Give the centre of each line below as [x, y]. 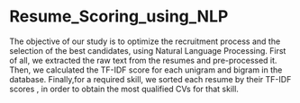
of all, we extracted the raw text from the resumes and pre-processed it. [143, 60]
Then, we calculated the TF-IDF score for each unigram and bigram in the [146, 70]
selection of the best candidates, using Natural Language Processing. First [148, 50]
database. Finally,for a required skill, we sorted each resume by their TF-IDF [150, 79]
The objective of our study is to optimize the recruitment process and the [145, 41]
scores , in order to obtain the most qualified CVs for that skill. [124, 89]
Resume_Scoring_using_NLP [119, 17]
